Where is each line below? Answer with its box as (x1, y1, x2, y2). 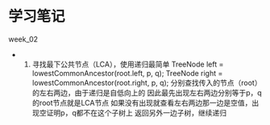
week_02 (8, 34, 39, 44)
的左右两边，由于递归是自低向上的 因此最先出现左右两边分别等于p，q (31, 87, 262, 97)
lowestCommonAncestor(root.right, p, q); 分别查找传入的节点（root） (31, 78, 262, 87)
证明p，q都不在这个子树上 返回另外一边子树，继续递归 (46, 107, 227, 117)
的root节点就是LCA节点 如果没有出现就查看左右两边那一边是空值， (31, 98, 252, 107)
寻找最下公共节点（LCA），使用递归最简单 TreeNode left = (31, 59, 224, 69)
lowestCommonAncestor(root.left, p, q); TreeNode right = (31, 68, 223, 78)
